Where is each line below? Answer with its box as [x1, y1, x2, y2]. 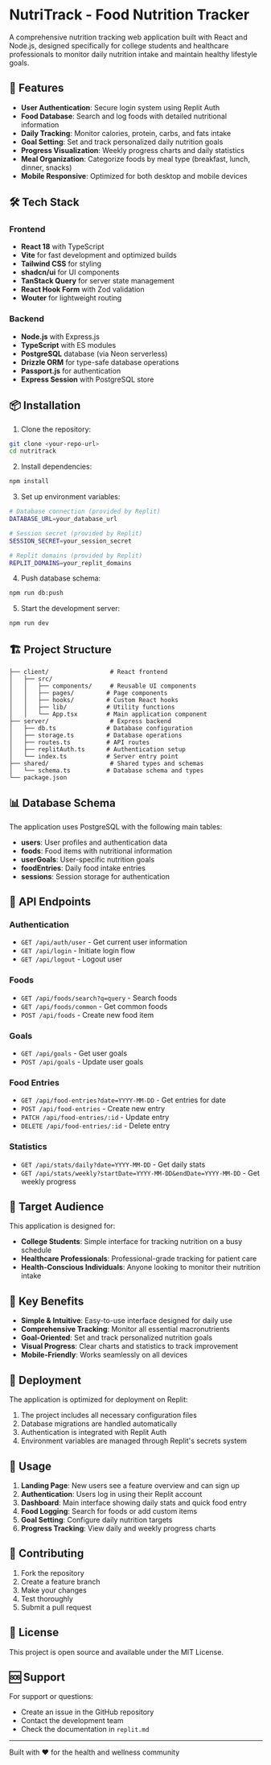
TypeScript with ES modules [20, 340, 117, 349]
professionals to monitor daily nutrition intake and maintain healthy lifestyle [9, 49, 258, 59]
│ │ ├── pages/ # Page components [9, 688, 168, 697]
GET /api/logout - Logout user [20, 954, 123, 964]
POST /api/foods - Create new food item [20, 1010, 154, 1019]
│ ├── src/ [9, 675, 53, 683]
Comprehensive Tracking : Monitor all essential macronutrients [20, 1325, 230, 1334]
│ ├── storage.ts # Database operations [9, 731, 183, 739]
